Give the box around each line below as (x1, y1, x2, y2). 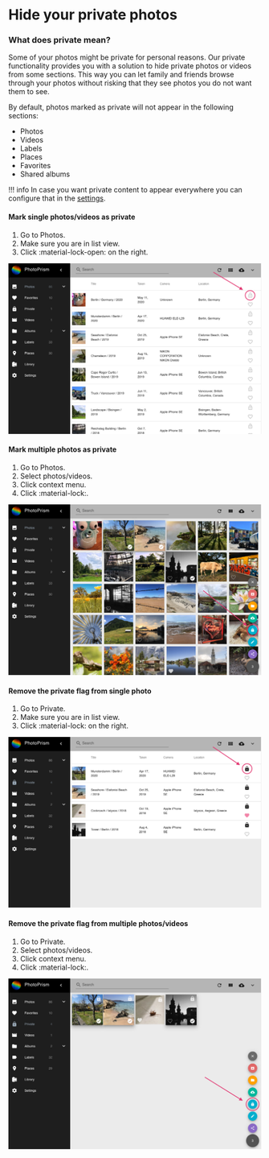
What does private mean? (8, 35, 111, 46)
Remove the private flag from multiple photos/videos (8, 919, 189, 928)
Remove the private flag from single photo (8, 686, 152, 696)
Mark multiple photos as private (8, 445, 117, 454)
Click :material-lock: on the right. (19, 721, 128, 730)
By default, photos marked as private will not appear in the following (8, 102, 234, 112)
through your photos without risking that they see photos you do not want (8, 78, 252, 88)
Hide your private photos (8, 6, 178, 24)
